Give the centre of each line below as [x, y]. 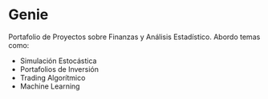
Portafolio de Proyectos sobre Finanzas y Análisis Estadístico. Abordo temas [134, 37]
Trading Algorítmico [53, 77]
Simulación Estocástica [58, 61]
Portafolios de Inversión [59, 69]
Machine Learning [50, 86]
